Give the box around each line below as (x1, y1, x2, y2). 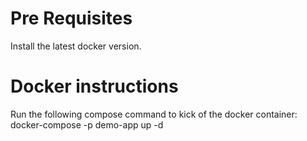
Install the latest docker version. (10, 40, 142, 52)
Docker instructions (10, 75, 179, 98)
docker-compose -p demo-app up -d (10, 118, 164, 131)
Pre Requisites (10, 7, 133, 30)
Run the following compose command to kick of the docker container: (10, 108, 298, 120)
